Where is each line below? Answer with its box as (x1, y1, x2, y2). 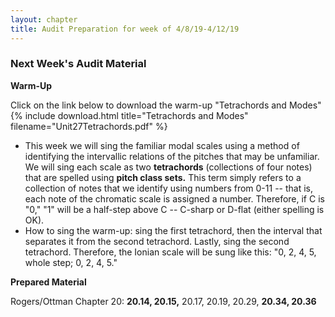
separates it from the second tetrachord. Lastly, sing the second (24, 235, 290, 247)
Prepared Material (10, 276, 87, 288)
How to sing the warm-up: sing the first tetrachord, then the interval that (24, 224, 323, 236)
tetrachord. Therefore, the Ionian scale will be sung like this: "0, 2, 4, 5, (24, 246, 317, 258)
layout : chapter (10, 14, 78, 25)
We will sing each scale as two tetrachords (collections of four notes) (24, 161, 313, 173)
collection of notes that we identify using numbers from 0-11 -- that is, (24, 182, 313, 194)
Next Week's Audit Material (10, 57, 147, 71)
